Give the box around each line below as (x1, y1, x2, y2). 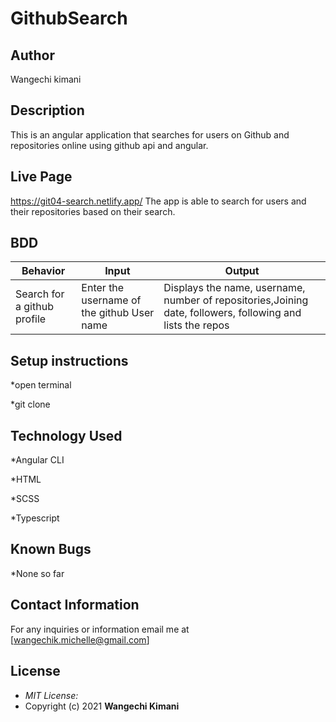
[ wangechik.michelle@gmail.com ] (10, 633, 150, 646)
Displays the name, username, (163, 281, 306, 295)
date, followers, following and (163, 306, 302, 320)
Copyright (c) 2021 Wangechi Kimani (24, 700, 180, 712)
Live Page (10, 168, 73, 186)
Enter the (81, 281, 125, 295)
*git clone (10, 398, 51, 411)
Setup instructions (10, 352, 129, 369)
